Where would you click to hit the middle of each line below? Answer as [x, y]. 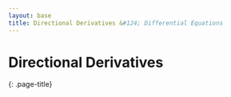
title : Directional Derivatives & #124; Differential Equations [116, 23]
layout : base [30, 16]
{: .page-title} [30, 84]
